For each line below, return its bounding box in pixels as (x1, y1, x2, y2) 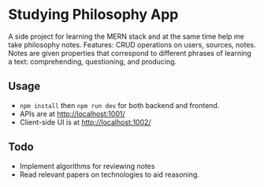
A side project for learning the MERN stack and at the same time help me (8, 32, 244, 41)
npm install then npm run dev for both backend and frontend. (19, 100, 220, 110)
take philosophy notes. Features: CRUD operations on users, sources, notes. (8, 39, 256, 49)
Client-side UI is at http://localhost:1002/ (19, 117, 151, 127)
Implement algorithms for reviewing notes (19, 161, 155, 170)
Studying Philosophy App (8, 6, 179, 24)
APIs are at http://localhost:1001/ (19, 109, 125, 118)
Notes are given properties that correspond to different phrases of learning (8, 48, 252, 58)
